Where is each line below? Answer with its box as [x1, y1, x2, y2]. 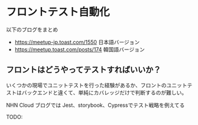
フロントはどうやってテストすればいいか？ [6, 65, 161, 75]
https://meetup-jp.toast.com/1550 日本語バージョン [14, 38, 140, 45]
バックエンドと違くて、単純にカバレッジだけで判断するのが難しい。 [21, 89, 187, 96]
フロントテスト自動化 [6, 5, 111, 19]
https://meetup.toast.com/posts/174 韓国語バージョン [14, 45, 145, 53]
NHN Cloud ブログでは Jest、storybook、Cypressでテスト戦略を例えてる [6, 101, 185, 108]
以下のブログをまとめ [6, 26, 58, 33]
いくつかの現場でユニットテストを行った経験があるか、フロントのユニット [6, 81, 187, 88]
